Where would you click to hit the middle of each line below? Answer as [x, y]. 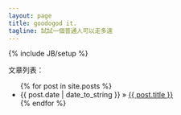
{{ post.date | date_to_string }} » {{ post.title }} [97, 95]
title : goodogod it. [43, 23]
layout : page [30, 16]
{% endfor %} [43, 103]
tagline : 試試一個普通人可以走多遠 [61, 31]
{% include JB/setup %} [48, 54]
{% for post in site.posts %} [66, 86]
